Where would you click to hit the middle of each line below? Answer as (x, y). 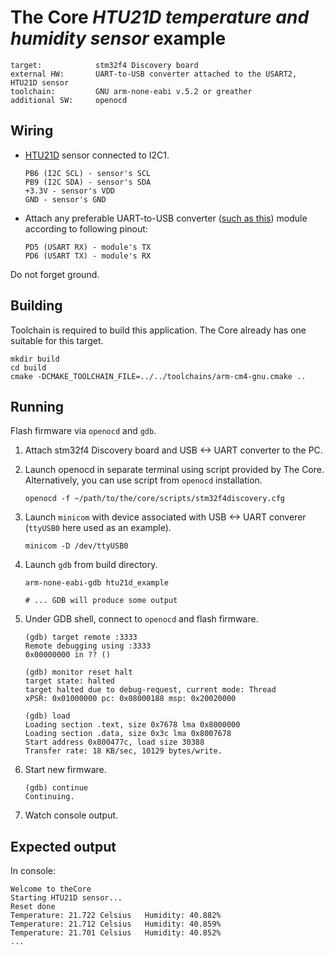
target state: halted (69, 681)
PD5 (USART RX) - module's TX (88, 247)
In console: (33, 871)
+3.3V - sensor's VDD (69, 191)
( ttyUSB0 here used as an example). (98, 528)
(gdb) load (47, 716)
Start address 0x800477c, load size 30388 (114, 742)
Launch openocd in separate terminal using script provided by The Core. (174, 470)
